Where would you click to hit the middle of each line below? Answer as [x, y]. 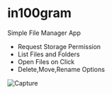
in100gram [40, 13]
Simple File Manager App [44, 33]
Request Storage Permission [59, 46]
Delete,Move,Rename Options [61, 69]
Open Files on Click [46, 61]
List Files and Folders [49, 54]
